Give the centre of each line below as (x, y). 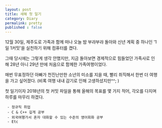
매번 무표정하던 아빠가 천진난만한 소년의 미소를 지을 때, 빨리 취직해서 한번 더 (77, 75)
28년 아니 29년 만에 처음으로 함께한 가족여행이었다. (59, 64)
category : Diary (21, 18)
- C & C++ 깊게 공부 (26, 112)
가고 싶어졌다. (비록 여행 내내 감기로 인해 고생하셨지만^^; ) (65, 81)
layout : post (18, 9)
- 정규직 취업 (19, 107)
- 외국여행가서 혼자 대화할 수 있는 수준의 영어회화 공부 (55, 118)
